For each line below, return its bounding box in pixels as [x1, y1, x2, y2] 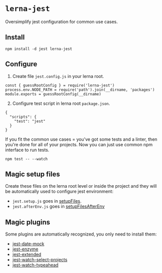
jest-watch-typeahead [12, 262, 59, 268]
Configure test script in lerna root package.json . [12, 100, 111, 106]
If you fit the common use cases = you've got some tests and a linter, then [5, 136, 158, 142]
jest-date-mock [12, 241, 45, 247]
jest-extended [12, 252, 41, 258]
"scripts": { [9, 114, 37, 119]
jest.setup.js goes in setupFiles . [12, 198, 82, 204]
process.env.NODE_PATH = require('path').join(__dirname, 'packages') [5, 87, 155, 92]
